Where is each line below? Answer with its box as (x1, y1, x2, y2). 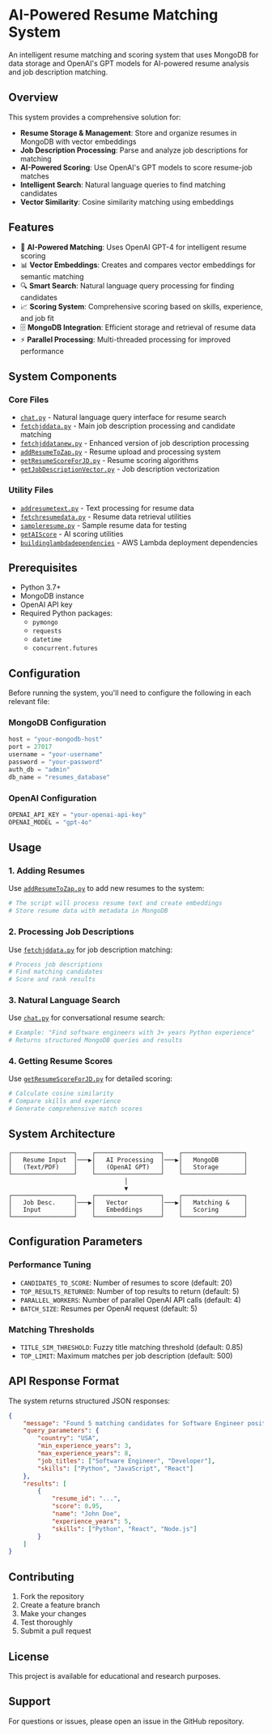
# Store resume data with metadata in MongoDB (8, 907, 168, 915)
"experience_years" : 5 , (51, 1517, 132, 1525)
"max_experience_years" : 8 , (37, 1450, 132, 1458)
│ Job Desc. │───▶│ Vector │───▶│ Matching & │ (8, 1198, 249, 1207)
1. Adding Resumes (8, 865, 85, 876)
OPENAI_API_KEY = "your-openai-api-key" (8, 811, 147, 819)
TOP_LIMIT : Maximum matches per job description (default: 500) (19, 1351, 233, 1360)
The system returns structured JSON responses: (8, 1395, 171, 1406)
